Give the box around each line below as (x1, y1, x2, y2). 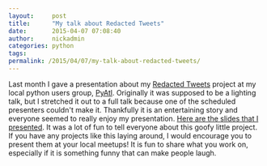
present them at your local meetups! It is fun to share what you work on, (8, 139, 248, 149)
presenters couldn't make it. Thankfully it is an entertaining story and (8, 104, 239, 114)
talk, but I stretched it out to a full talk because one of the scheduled (8, 96, 236, 106)
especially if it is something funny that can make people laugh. (8, 147, 217, 158)
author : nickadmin (8, 34, 85, 43)
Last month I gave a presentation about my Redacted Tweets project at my (8, 79, 256, 89)
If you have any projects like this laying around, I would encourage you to (8, 130, 252, 140)
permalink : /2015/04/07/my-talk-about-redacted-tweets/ (8, 57, 201, 66)
